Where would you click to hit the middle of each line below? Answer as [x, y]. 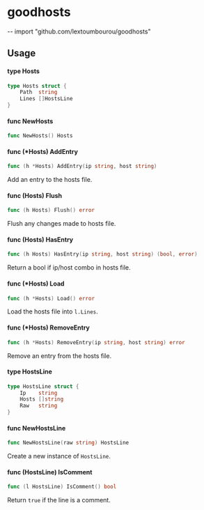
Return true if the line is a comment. [59, 500]
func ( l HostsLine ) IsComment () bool [62, 487]
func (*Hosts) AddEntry [43, 151]
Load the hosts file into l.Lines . [53, 311]
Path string [39, 92]
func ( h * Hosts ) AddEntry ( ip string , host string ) [82, 167]
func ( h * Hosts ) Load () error [51, 298]
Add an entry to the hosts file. [50, 180]
